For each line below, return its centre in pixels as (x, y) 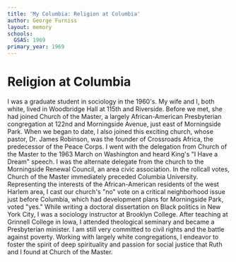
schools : (20, 34)
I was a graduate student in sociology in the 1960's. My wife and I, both (111, 101)
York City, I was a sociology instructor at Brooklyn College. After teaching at (118, 214)
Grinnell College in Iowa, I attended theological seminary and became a (111, 222)
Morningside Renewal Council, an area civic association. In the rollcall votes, (118, 169)
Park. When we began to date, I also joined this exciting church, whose (111, 131)
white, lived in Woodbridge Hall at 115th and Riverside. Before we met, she (115, 109)
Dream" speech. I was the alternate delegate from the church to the (106, 161)
